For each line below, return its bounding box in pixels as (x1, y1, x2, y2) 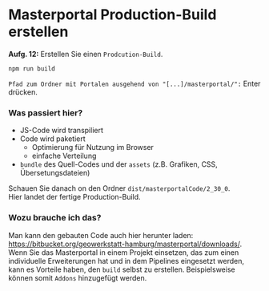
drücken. (8, 87, 38, 97)
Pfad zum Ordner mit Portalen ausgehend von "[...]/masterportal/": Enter (8, 79, 261, 88)
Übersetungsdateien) (19, 168, 90, 178)
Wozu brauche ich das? (8, 212, 102, 224)
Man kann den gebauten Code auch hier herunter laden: (8, 230, 194, 240)
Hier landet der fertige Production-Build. (8, 192, 142, 202)
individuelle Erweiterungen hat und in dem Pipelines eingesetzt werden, (8, 256, 244, 265)
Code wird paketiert (19, 134, 86, 143)
